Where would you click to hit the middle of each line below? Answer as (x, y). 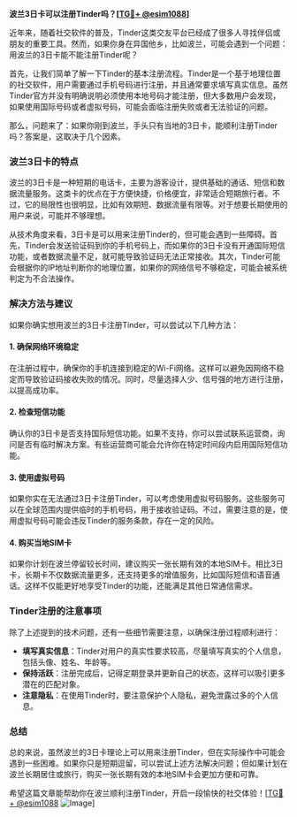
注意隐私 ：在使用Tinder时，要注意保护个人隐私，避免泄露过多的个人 (146, 695)
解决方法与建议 (41, 304)
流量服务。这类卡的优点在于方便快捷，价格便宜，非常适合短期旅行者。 (144, 194)
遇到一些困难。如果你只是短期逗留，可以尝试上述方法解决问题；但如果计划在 (148, 763)
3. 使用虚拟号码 (37, 477)
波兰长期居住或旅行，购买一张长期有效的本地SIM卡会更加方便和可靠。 (136, 774)
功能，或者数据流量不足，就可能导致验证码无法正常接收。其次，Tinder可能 (145, 256)
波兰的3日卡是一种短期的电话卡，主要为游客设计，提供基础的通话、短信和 (143, 183)
